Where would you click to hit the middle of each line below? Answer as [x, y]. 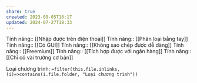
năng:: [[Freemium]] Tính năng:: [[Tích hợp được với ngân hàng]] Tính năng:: [99, 51]
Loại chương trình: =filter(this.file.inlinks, [63, 69]
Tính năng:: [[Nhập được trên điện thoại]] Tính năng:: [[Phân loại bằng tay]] [97, 39]
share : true [21, 11]
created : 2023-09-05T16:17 [39, 17]
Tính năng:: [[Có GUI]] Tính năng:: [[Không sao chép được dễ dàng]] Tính [95, 45]
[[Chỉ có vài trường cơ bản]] [40, 58]
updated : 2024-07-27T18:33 [39, 22]
